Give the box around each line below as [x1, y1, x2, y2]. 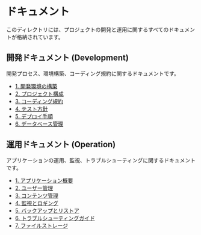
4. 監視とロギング [14, 199, 59, 207]
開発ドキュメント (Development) [6, 53, 129, 63]
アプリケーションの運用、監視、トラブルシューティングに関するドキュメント [6, 156, 196, 163]
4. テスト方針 [14, 105, 48, 112]
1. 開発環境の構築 [14, 82, 58, 90]
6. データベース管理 [14, 120, 64, 127]
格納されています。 [16, 33, 64, 40]
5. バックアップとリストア [14, 207, 79, 214]
